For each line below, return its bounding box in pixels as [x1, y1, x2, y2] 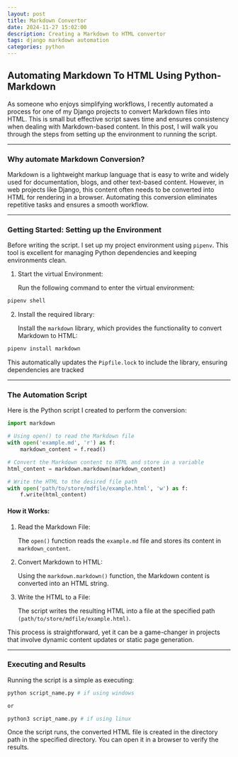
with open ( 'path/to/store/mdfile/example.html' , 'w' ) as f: [7, 484, 189, 492]
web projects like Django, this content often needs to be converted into [7, 185, 215, 194]
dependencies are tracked [7, 366, 84, 374]
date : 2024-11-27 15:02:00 [7, 23, 87, 31]
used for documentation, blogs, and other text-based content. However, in [7, 178, 225, 187]
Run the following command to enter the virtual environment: [17, 283, 195, 292]
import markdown [7, 420, 55, 427]
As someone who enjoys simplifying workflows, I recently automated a [7, 99, 214, 108]
